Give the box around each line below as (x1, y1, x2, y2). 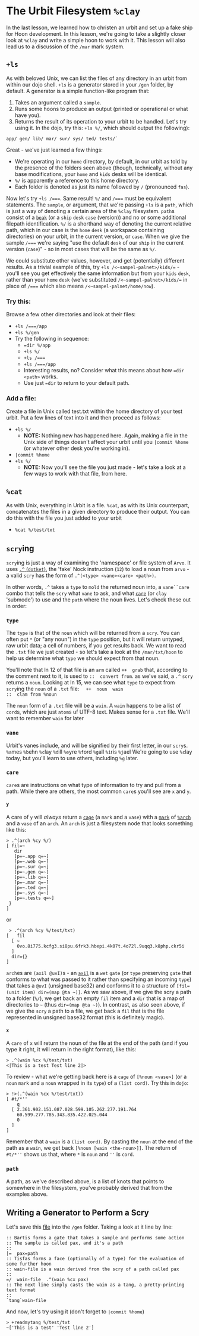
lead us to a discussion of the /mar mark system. (6, 43, 125, 50)
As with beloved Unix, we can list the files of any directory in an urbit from (6, 75, 187, 82)
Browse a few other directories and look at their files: (6, 311, 136, 318)
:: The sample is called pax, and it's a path (6, 1240, 124, 1246)
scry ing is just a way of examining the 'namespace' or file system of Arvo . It (6, 559, 191, 566)
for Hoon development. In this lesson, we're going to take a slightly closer (6, 30, 186, 37)
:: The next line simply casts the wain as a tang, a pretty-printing (6, 1282, 185, 1288)
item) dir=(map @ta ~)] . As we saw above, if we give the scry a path (21, 989, 191, 996)
